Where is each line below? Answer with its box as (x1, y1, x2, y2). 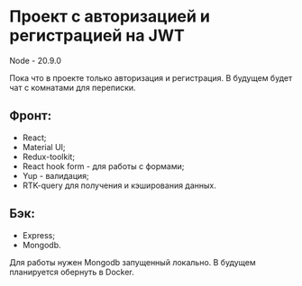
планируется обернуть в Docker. (9, 266, 135, 277)
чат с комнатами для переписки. (9, 82, 137, 93)
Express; (22, 229, 56, 240)
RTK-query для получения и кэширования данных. (22, 180, 216, 191)
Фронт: (9, 108, 52, 123)
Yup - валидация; (22, 170, 90, 181)
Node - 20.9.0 (9, 55, 61, 66)
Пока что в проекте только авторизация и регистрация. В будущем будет (9, 72, 293, 83)
